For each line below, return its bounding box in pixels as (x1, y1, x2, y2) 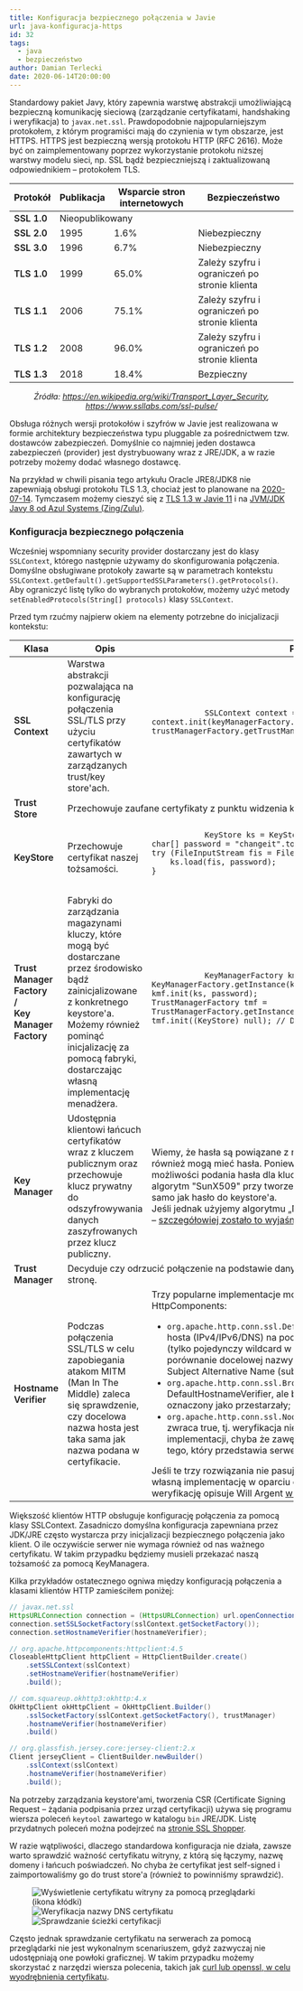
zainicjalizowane (67, 985, 138, 997)
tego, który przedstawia (166, 1444, 268, 1457)
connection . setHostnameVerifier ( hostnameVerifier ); (9, 1628, 207, 1637)
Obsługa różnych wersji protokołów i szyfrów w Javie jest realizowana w (9, 417, 279, 429)
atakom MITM (67, 1365, 126, 1378)
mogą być (67, 939, 110, 952)
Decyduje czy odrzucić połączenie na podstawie (67, 1262, 273, 1275)
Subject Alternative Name (166, 1365, 275, 1378)
